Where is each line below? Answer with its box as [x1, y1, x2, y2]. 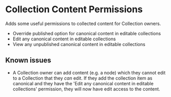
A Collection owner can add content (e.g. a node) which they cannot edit [12, 69, 166, 76]
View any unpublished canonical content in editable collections [12, 41, 145, 47]
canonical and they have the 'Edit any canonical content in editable [12, 80, 154, 86]
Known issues [5, 56, 52, 65]
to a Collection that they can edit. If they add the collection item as [12, 75, 153, 81]
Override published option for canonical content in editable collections [12, 30, 161, 36]
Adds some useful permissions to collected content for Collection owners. [5, 20, 161, 27]
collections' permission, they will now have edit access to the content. [12, 86, 160, 92]
